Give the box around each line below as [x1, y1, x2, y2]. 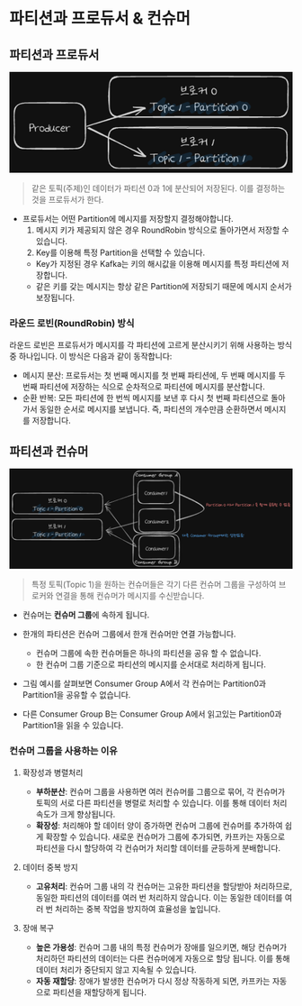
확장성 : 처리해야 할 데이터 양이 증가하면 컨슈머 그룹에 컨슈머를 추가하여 [35, 819, 283, 830]
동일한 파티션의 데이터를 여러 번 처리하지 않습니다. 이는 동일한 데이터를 [35, 892, 283, 902]
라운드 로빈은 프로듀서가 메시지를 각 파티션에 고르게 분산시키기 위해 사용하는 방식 [9, 339, 293, 350]
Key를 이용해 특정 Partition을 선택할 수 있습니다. [35, 247, 205, 258]
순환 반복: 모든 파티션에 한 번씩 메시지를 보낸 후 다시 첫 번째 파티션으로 [22, 392, 270, 403]
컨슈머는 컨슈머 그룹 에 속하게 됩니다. [22, 609, 150, 620]
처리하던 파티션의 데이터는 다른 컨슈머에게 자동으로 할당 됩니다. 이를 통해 [35, 953, 290, 964]
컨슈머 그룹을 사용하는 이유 [9, 745, 119, 757]
